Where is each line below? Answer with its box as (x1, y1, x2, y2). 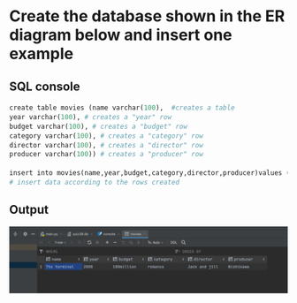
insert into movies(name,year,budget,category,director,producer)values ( (9, 169, 291, 178)
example (9, 44, 74, 64)
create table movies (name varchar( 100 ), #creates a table (9, 103, 236, 112)
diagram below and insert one (9, 25, 232, 45)
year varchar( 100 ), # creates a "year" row (9, 112, 172, 121)
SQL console (9, 79, 81, 94)
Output (9, 202, 49, 217)
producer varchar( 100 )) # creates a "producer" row (9, 150, 203, 159)
